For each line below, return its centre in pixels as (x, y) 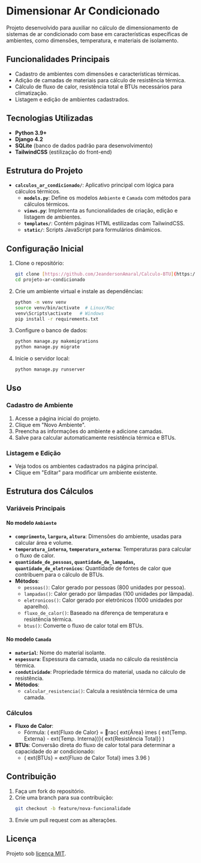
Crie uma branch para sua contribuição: (64, 798)
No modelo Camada (29, 639)
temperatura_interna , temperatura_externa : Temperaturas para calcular (103, 549)
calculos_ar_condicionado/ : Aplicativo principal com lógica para (94, 185)
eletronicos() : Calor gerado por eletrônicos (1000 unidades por (103, 600)
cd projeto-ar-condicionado (50, 280)
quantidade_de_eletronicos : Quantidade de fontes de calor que (93, 568)
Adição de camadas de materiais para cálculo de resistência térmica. (100, 80)
